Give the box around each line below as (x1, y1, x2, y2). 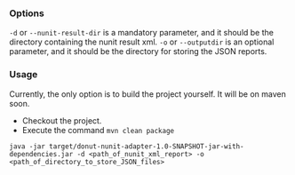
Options (9, 7, 44, 20)
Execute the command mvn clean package (21, 124, 175, 135)
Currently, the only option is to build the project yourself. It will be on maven (9, 88, 286, 99)
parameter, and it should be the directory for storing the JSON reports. (9, 46, 267, 57)
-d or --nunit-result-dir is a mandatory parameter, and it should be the (9, 28, 274, 38)
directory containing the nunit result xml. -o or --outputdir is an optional (9, 36, 275, 47)
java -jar (9, 141, 46, 151)
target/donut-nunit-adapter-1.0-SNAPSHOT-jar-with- (48, 141, 244, 151)
